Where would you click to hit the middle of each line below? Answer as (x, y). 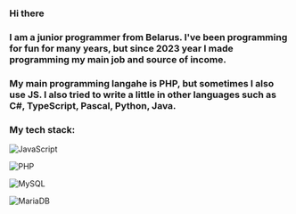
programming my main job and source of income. (118, 59)
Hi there (27, 13)
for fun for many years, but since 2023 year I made (121, 48)
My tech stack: (42, 129)
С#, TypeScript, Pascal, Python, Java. (93, 105)
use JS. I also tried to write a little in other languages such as (143, 95)
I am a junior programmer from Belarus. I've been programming (148, 37)
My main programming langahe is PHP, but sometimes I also (142, 83)
